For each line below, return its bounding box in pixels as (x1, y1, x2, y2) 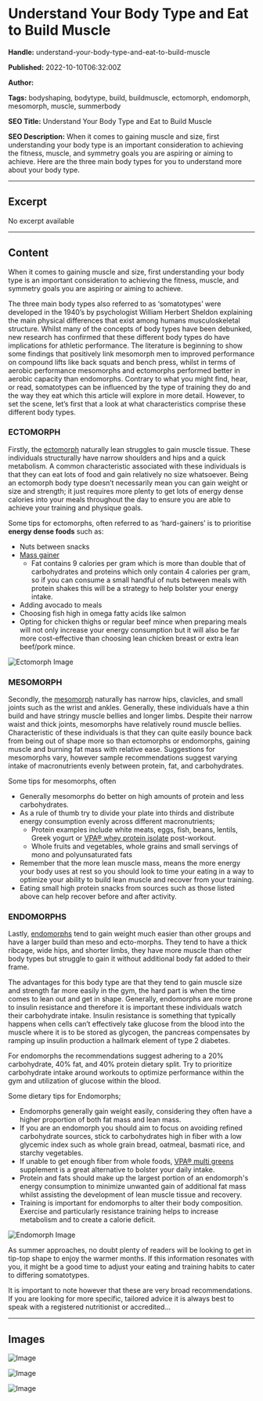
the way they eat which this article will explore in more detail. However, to (8, 390, 245, 400)
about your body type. (8, 165, 81, 174)
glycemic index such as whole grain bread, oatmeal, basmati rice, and (19, 1140, 245, 1150)
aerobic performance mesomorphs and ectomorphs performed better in (8, 366, 240, 375)
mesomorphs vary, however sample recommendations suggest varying (8, 753, 238, 762)
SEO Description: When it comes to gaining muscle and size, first (8, 131, 220, 141)
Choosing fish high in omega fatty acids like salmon (19, 608, 186, 618)
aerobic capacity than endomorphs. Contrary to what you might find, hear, (8, 374, 248, 383)
